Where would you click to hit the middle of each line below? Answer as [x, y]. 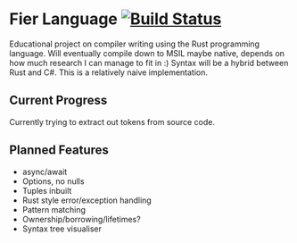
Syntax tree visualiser [62, 229]
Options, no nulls [53, 181]
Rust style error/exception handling [87, 200]
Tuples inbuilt [47, 190]
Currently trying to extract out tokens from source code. [112, 121]
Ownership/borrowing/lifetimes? [81, 219]
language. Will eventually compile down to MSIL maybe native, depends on [147, 53]
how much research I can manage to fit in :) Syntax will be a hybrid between [149, 63]
